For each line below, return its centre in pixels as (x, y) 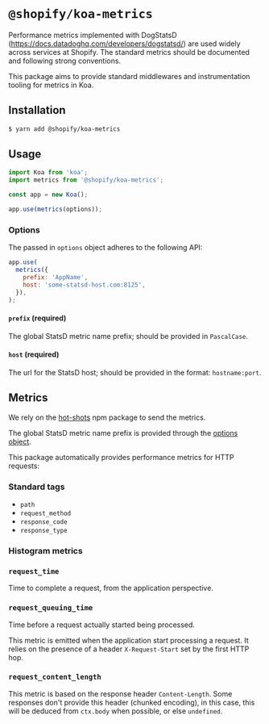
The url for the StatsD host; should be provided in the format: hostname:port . (135, 372)
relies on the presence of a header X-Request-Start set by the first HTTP (129, 649)
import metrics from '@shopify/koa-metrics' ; (86, 180)
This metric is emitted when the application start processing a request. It (128, 640)
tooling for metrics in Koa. (51, 85)
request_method (46, 513)
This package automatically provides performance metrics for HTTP (121, 457)
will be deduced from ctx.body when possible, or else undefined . (116, 711)
